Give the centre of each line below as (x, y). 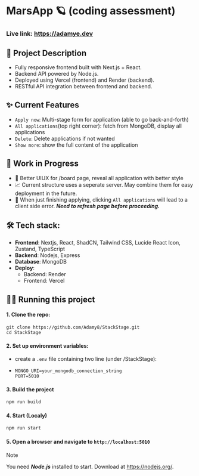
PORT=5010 (27, 376)
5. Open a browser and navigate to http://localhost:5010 (78, 441)
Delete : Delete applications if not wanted (65, 138)
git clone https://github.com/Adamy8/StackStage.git (73, 327)
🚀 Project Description (46, 53)
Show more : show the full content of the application (76, 145)
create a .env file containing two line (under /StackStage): (85, 359)
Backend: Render (45, 274)
